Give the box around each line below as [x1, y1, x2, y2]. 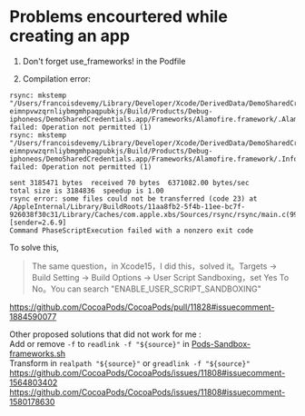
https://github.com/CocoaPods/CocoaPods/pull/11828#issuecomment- [9, 302, 275, 312]
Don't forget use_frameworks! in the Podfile [22, 55, 186, 66]
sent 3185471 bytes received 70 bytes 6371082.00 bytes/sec [9, 178, 250, 187]
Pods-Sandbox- [191, 338, 251, 349]
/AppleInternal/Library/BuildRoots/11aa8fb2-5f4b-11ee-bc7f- [9, 202, 246, 211]
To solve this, [9, 242, 59, 253]
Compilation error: [22, 73, 91, 84]
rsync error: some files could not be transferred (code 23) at [9, 193, 258, 203]
